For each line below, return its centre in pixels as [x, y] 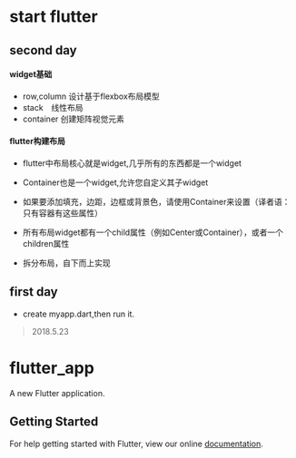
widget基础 [31, 74]
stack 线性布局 [53, 107]
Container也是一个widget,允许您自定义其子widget [115, 182]
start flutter [54, 17]
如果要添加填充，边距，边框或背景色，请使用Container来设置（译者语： [156, 201]
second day [43, 50]
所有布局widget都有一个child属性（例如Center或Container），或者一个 [153, 232]
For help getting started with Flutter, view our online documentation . [136, 443]
